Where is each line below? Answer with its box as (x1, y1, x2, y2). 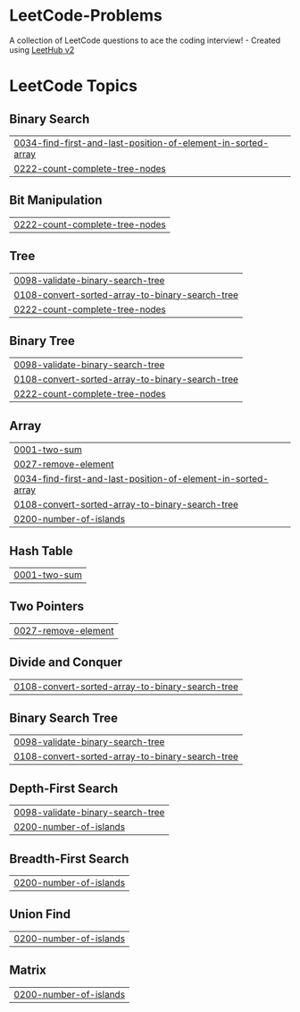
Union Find (9, 907, 71, 922)
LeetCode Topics (9, 76, 138, 97)
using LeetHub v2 (9, 44, 75, 55)
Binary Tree (9, 333, 76, 349)
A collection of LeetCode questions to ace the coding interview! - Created (9, 35, 281, 46)
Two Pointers (9, 599, 85, 614)
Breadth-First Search (9, 851, 129, 866)
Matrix (9, 963, 46, 978)
